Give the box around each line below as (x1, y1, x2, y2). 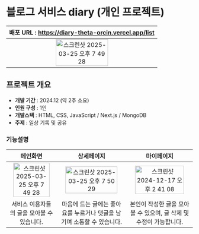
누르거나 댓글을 (74, 209, 114, 217)
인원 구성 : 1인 (14, 104, 47, 111)
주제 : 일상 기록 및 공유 (14, 119, 67, 126)
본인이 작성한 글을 (130, 200, 177, 208)
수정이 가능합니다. (136, 218, 184, 226)
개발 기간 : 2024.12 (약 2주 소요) (14, 96, 89, 104)
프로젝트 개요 (6, 80, 52, 90)
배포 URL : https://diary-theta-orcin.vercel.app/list (9, 28, 155, 36)
